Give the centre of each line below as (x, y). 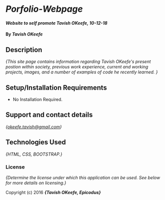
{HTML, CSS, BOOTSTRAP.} (34, 154)
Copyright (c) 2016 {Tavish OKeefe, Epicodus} (53, 192)
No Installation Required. (38, 99)
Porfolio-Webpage (44, 9)
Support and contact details (49, 115)
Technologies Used (36, 142)
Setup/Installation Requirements (56, 87)
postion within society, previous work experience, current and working (77, 67)
